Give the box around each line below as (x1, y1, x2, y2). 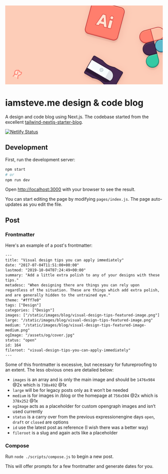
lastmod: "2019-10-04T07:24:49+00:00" (5, 268, 86, 273)
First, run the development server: (5, 156, 75, 163)
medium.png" (5, 328, 30, 333)
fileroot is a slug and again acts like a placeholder (12, 430, 118, 436)
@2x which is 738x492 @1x (12, 382, 67, 388)
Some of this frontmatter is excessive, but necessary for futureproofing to (5, 361, 157, 368)
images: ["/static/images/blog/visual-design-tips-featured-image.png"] (5, 313, 160, 318)
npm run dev (5, 177, 30, 183)
